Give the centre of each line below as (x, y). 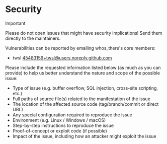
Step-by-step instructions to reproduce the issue (63, 125)
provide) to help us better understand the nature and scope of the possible (82, 73)
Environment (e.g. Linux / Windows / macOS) (59, 120)
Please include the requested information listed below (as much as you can (83, 67)
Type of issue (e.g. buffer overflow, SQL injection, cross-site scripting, (85, 88)
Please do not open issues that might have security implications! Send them (84, 33)
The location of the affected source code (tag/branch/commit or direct (86, 104)
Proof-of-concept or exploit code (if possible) (60, 131)
